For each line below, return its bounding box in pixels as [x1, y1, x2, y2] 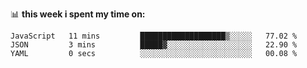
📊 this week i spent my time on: [10, 8, 146, 20]
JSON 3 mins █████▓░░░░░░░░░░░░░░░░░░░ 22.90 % [10, 40, 298, 50]
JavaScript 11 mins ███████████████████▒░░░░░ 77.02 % [10, 31, 298, 41]
